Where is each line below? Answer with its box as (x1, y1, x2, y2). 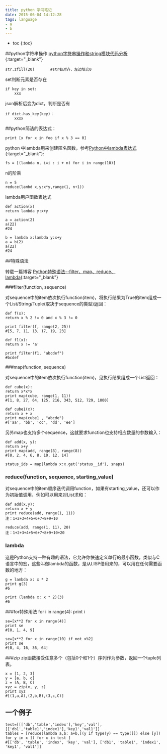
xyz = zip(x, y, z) (5, 684, 46, 689)
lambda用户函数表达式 (5, 194, 52, 200)
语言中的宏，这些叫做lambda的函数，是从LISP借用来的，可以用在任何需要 (5, 560, 158, 566)
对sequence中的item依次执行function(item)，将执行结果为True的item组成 (5, 294, 157, 301)
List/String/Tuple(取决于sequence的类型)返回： (9, 301, 108, 307)
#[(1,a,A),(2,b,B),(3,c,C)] (5, 693, 64, 698)
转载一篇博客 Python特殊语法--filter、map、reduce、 (5, 269, 116, 275)
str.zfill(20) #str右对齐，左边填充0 (5, 67, 92, 72)
